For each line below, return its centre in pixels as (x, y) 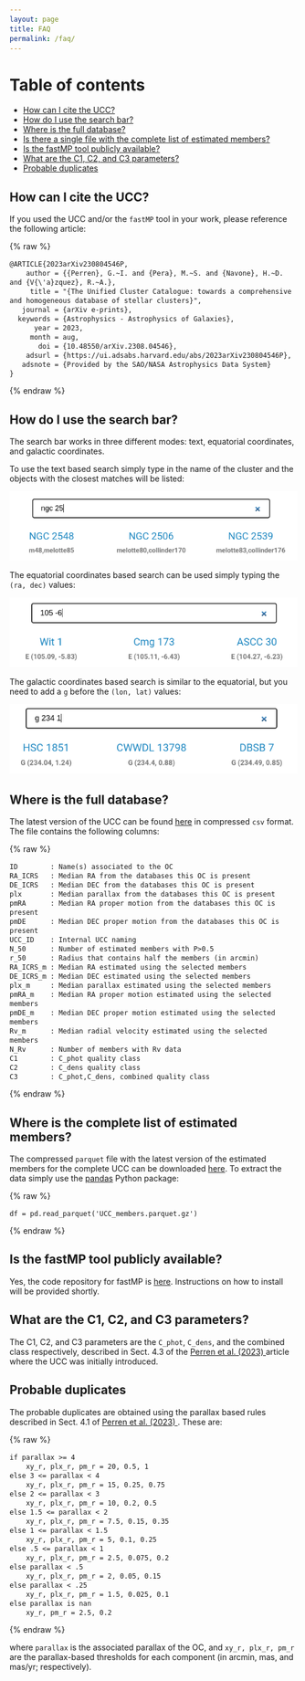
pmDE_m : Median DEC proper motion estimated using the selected (142, 1014)
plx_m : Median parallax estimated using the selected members (141, 986)
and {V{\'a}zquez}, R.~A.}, (63, 283)
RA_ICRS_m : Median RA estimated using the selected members (128, 968)
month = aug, (54, 338)
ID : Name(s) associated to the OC (91, 867)
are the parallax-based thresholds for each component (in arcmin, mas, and (152, 1656)
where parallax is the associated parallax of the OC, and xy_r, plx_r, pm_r (152, 1647)
